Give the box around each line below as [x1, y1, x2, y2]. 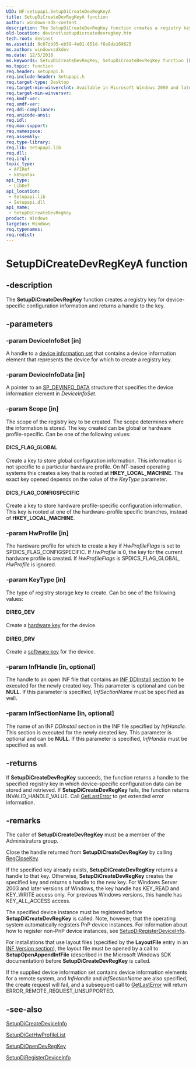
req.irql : [6, 156, 30, 162]
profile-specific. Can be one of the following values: [6, 430, 131, 437]
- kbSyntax [8, 172, 35, 178]
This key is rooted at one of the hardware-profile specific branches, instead [6, 508, 188, 515]
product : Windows [6, 216, 48, 221]
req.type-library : [6, 139, 51, 145]
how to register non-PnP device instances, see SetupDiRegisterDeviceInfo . [6, 928, 186, 935]
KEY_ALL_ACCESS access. [6, 897, 71, 905]
